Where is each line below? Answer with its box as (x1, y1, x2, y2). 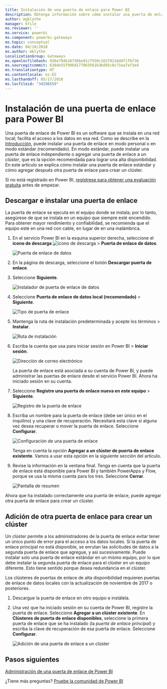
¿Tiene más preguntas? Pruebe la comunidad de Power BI (5, 678, 123, 684)
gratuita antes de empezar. (5, 182, 61, 188)
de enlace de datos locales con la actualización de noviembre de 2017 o (5, 580, 153, 586)
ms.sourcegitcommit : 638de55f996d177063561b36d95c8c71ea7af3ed (5, 63, 139, 68)
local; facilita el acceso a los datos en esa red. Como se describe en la (5, 135, 149, 141)
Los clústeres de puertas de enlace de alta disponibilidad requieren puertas (5, 575, 160, 581)
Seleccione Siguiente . (12, 275, 58, 280)
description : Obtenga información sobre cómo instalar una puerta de (5, 12, 153, 17)
